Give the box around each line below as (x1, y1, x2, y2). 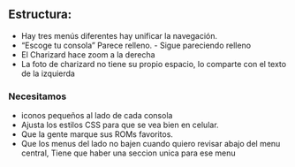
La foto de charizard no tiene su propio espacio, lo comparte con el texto (20, 58, 287, 69)
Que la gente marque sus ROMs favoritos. (20, 129, 174, 140)
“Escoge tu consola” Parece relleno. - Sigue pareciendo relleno (20, 40, 252, 50)
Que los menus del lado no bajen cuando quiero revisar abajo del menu (20, 139, 281, 149)
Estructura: (8, 7, 72, 22)
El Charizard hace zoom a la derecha (20, 49, 155, 60)
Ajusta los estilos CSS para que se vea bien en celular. (20, 119, 219, 131)
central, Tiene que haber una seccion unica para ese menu (20, 148, 236, 158)
